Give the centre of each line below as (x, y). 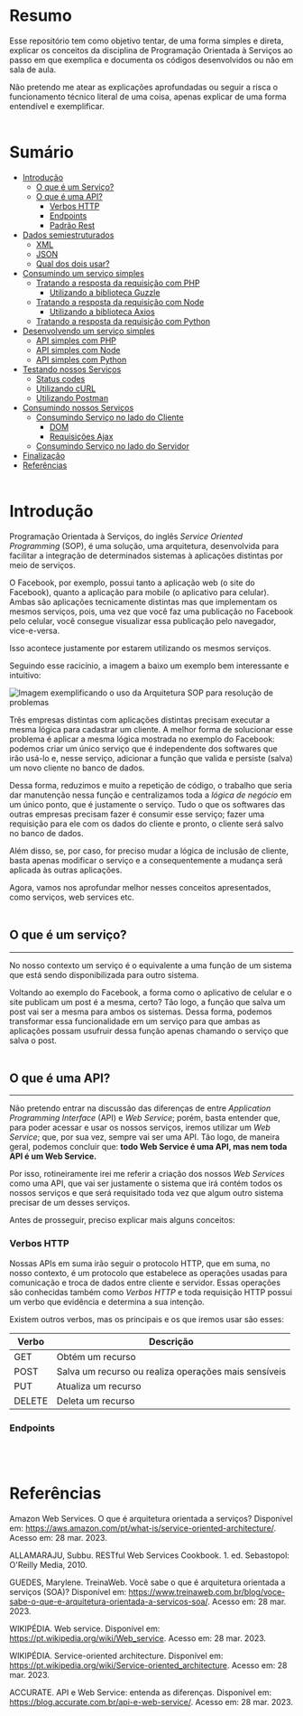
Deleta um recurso (96, 1401)
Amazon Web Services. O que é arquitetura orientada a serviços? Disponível (151, 1518)
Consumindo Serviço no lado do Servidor (113, 446)
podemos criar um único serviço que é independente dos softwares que (143, 748)
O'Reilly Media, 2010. (49, 1564)
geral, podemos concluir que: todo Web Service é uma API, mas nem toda (148, 1147)
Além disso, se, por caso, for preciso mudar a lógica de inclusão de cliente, (149, 851)
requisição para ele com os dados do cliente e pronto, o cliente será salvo (147, 824)
